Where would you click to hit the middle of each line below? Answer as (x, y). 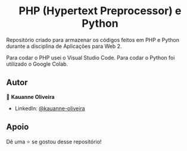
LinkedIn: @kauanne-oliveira (50, 108)
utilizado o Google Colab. (37, 64)
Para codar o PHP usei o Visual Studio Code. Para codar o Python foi (91, 57)
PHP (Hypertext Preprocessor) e (100, 11)
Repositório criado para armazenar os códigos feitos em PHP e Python (93, 40)
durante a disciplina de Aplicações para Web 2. (64, 46)
